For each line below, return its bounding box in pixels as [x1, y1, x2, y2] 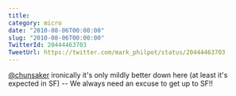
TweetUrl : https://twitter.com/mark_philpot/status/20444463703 [8, 48, 226, 56]
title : [8, 11, 30, 20]
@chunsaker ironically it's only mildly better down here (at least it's [8, 71, 228, 79]
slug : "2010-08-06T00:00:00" [8, 33, 105, 42]
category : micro [8, 19, 62, 27]
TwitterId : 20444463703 [8, 41, 87, 49]
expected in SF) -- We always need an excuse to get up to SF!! [8, 79, 213, 88]
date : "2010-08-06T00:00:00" [8, 26, 105, 34]
